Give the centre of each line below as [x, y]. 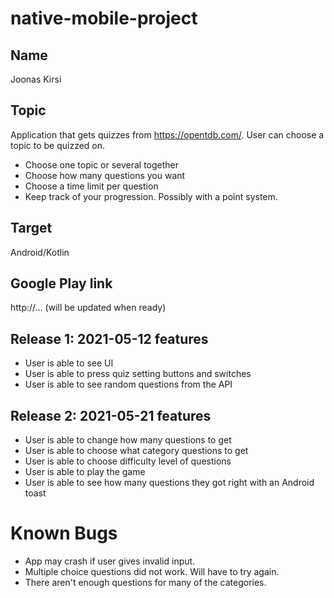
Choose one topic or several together [102, 164]
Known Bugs [64, 533]
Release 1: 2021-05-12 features [109, 338]
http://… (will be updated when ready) [88, 308]
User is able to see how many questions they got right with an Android [169, 483]
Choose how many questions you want [105, 175]
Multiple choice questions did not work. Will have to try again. [152, 571]
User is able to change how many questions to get [128, 440]
